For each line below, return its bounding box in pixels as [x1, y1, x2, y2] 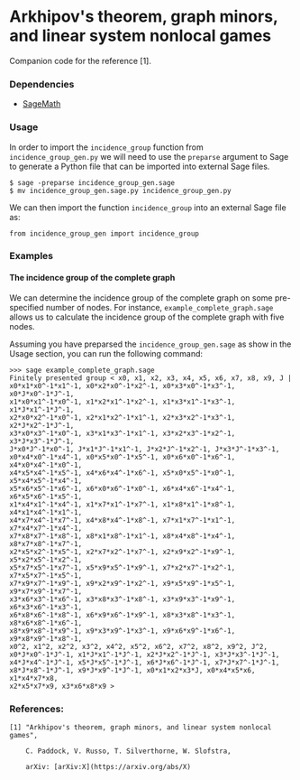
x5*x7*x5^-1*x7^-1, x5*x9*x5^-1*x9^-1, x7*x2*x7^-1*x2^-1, [9, 562, 236, 572]
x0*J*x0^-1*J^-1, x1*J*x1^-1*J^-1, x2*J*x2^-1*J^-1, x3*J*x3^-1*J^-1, [9, 650, 280, 659]
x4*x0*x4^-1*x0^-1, [9, 460, 83, 469]
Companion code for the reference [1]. [9, 55, 151, 66]
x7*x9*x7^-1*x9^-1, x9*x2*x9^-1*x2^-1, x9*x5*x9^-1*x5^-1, [9, 579, 236, 588]
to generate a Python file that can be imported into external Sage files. [9, 161, 270, 172]
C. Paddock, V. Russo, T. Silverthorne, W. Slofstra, [25, 747, 232, 756]
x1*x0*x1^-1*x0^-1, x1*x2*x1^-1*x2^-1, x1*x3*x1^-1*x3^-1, [9, 397, 236, 406]
